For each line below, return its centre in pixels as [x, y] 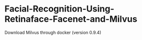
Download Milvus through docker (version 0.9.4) [53, 32]
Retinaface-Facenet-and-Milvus [71, 19]
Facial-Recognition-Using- [59, 9]
